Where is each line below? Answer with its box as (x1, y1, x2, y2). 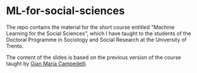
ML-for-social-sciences (6, 4, 125, 18)
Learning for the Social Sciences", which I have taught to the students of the (6, 29, 192, 36)
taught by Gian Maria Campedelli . (6, 60, 87, 67)
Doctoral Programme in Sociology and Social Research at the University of (6, 36, 187, 43)
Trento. (6, 42, 24, 49)
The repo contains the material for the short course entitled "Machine (6, 24, 175, 31)
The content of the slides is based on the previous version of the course (6, 54, 182, 61)
